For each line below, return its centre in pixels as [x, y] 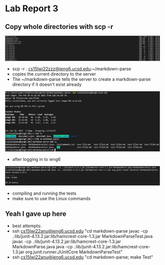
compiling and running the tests [44, 193]
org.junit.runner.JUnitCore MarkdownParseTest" [74, 252]
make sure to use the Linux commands [51, 198]
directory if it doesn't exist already [47, 84]
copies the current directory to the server [54, 74]
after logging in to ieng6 [36, 159]
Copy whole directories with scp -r [59, 27]
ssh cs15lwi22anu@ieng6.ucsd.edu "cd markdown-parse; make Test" [82, 257]
